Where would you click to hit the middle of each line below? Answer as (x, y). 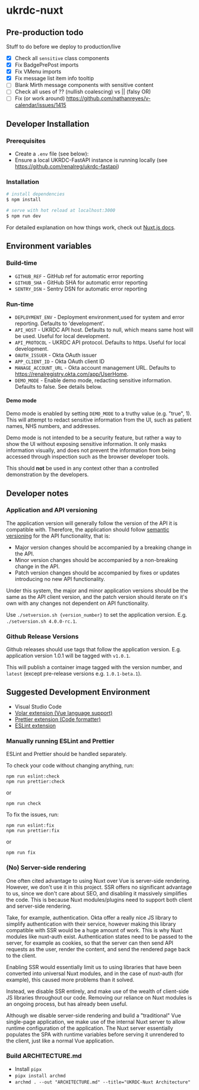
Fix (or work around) (40, 98)
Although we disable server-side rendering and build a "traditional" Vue (94, 1015)
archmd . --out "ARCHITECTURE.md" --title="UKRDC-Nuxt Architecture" (103, 1082)
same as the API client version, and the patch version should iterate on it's (97, 596)
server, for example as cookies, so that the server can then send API (90, 943)
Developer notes (37, 493)
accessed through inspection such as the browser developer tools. (88, 457)
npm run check (24, 804)
